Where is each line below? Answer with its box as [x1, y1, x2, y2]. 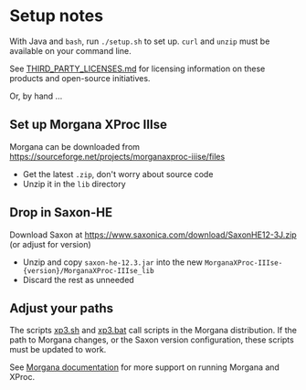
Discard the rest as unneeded [22, 274, 134, 285]
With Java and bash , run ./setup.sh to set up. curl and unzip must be [9, 36, 270, 47]
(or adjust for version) [9, 238, 91, 249]
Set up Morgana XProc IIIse [9, 117, 167, 132]
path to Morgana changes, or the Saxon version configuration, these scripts [9, 334, 294, 345]
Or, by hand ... [9, 90, 63, 101]
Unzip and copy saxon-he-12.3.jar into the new [22, 257, 203, 268]
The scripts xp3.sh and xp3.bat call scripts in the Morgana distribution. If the [9, 325, 297, 336]
